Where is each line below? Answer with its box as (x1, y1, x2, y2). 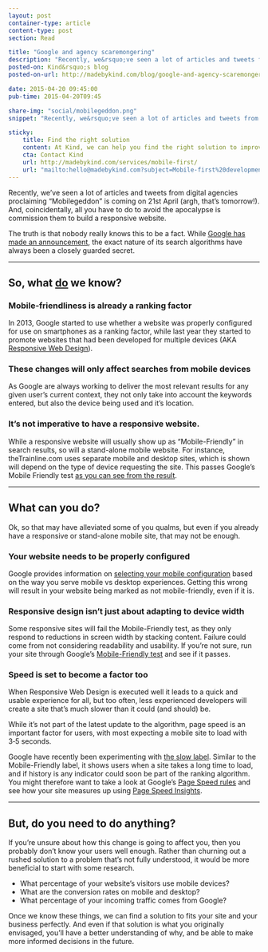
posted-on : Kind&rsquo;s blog (8, 63, 109, 72)
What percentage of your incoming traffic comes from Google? (19, 895, 227, 906)
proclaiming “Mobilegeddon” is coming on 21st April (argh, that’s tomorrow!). (8, 196, 260, 206)
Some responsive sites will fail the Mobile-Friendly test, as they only (8, 624, 232, 634)
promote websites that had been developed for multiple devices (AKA (8, 335, 237, 345)
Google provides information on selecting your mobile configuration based (8, 568, 253, 579)
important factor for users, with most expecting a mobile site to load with (8, 728, 247, 738)
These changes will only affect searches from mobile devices (8, 364, 251, 375)
